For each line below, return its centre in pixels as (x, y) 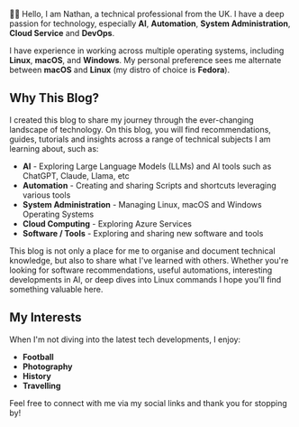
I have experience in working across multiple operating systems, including (147, 51)
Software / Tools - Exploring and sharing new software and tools (143, 233)
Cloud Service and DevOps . (62, 33)
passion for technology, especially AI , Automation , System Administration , (150, 23)
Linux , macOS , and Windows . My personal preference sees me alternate (145, 60)
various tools (46, 195)
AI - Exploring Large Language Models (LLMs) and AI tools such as (147, 166)
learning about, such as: (54, 148)
